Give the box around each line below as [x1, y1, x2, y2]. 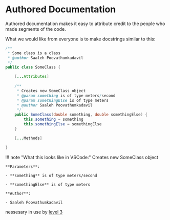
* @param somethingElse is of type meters [16, 98, 109, 103]
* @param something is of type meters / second [16, 93, 116, 98]
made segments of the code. [5, 26, 67, 32]
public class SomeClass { [5, 65, 60, 70]
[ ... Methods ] [14, 136, 42, 141]
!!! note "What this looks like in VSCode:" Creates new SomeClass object [5, 154, 159, 160]
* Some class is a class [7, 50, 60, 56]
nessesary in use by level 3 [5, 209, 63, 215]
